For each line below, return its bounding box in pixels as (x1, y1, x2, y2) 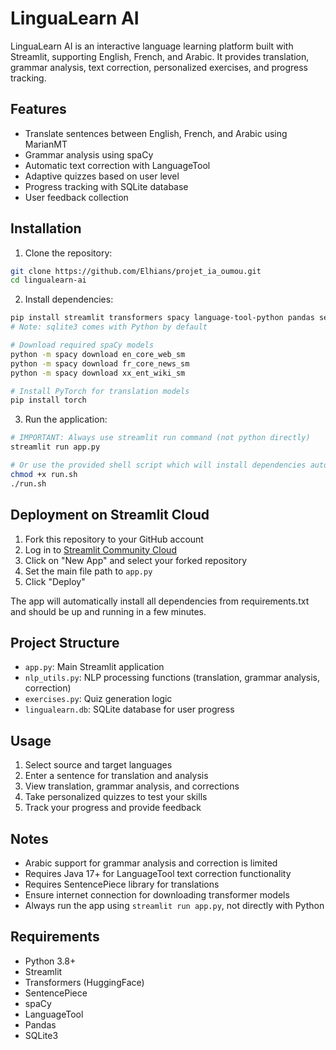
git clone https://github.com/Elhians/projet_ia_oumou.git (10, 266, 262, 276)
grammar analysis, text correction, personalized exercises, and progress (10, 61, 308, 73)
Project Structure (10, 634, 120, 651)
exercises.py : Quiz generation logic (24, 693, 173, 705)
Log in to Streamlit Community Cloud (24, 543, 177, 556)
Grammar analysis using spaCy (24, 148, 154, 161)
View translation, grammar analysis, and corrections (24, 780, 240, 792)
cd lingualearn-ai (10, 275, 87, 286)
